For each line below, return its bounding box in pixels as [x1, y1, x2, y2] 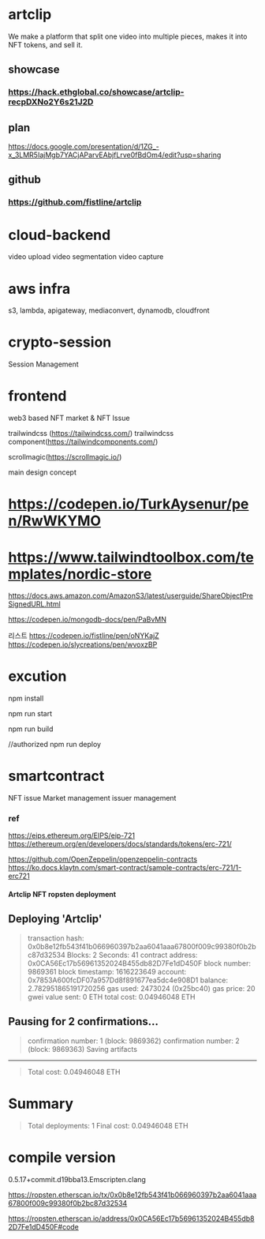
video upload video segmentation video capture [8, 252, 164, 261]
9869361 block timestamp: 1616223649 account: [27, 967, 187, 976]
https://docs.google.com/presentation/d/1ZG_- [8, 142, 159, 152]
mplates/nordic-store [8, 565, 152, 583]
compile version [8, 1148, 116, 1166]
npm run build [8, 724, 54, 734]
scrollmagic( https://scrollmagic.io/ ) [8, 452, 122, 462]
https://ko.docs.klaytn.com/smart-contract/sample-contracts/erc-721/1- [8, 863, 242, 873]
